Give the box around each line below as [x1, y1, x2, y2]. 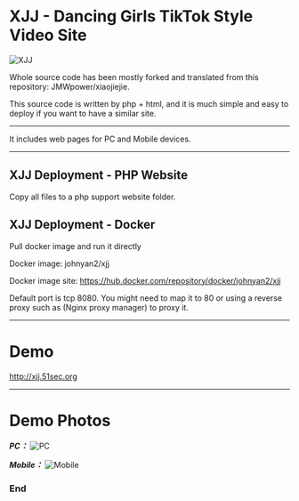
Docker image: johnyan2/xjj [9, 258, 109, 269]
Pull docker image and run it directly [9, 240, 142, 251]
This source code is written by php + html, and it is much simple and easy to [9, 98, 289, 109]
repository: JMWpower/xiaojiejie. [9, 81, 131, 92]
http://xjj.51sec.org [9, 371, 77, 382]
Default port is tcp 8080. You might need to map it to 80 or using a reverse [9, 292, 283, 303]
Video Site [9, 25, 87, 45]
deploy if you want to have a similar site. [9, 108, 157, 118]
